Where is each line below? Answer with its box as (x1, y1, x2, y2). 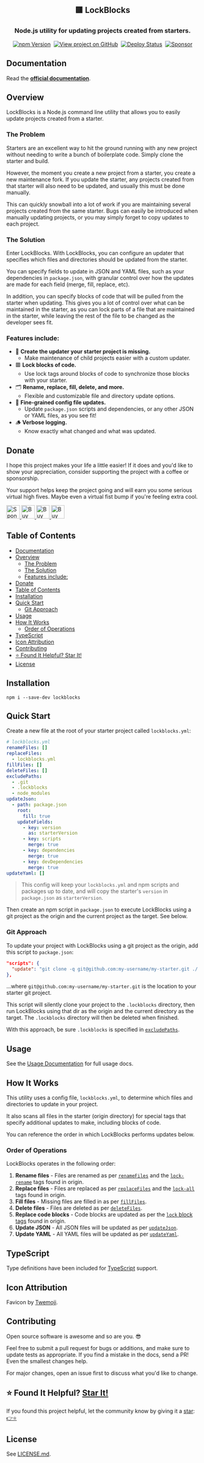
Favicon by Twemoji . (6, 1298, 58, 1305)
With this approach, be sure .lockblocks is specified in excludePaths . (6, 1026, 180, 1033)
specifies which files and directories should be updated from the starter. (6, 256, 188, 263)
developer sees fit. (6, 318, 54, 326)
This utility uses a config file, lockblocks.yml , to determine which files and (6, 1094, 193, 1101)
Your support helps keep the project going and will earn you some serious (6, 487, 192, 494)
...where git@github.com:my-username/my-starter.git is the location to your (6, 982, 197, 990)
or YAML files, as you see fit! (24, 412, 97, 419)
